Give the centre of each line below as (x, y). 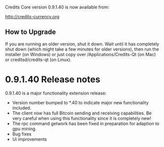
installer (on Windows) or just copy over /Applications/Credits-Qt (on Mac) (81, 54)
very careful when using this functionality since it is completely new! (82, 118)
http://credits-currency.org (32, 16)
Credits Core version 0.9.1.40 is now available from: (57, 7)
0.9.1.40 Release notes (53, 79)
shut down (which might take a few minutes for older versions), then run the (82, 49)
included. (22, 108)
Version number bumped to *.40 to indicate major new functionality (80, 102)
